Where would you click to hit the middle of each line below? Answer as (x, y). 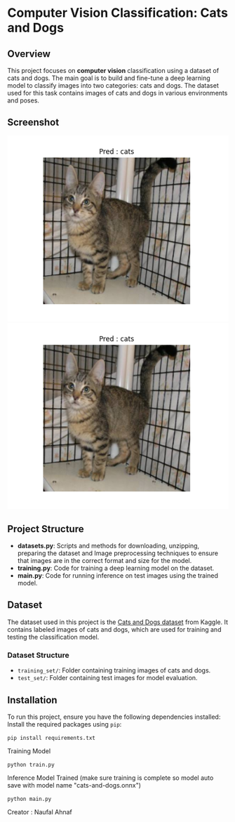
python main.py (29, 799)
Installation (32, 700)
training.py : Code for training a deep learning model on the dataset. (116, 568)
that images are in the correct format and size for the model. (105, 561)
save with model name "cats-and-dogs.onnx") (74, 785)
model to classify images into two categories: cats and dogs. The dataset (113, 85)
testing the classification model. (53, 637)
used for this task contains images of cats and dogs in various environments (117, 93)
